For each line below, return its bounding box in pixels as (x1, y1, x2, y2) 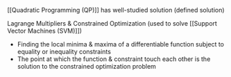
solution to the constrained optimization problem (17, 62, 156, 70)
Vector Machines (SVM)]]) (7, 27, 82, 35)
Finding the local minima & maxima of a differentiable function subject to (17, 40, 224, 48)
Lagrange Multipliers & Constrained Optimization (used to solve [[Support (7, 19, 217, 27)
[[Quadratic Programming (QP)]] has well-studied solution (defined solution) (7, 6, 225, 14)
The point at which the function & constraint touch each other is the (17, 55, 211, 63)
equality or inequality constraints (17, 48, 111, 55)
